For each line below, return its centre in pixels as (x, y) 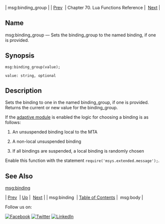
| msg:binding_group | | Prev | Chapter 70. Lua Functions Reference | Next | (83, 8)
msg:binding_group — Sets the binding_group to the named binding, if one (81, 35)
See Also (19, 176)
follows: (13, 123)
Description (23, 91)
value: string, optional (31, 76)
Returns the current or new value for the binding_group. (62, 108)
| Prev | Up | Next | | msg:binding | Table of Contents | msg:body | (74, 197)
